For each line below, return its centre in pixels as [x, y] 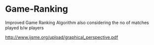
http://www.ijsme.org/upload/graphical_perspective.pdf [62, 37]
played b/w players [24, 27]
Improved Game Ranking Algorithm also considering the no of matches [77, 22]
